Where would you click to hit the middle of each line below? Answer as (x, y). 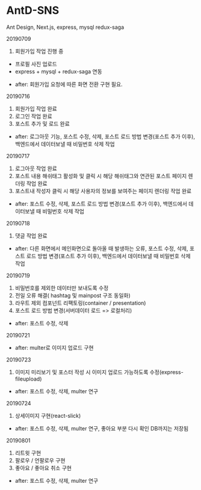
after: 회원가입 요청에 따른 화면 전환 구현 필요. (69, 84)
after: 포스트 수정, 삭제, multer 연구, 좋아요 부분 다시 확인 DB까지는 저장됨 (102, 428)
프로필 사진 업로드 (36, 64)
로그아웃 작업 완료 (36, 168)
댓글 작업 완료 (31, 236)
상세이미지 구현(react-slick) (48, 415)
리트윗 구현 (28, 453)
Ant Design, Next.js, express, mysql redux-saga (65, 27)
